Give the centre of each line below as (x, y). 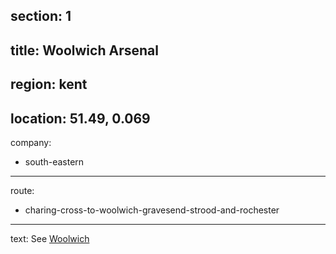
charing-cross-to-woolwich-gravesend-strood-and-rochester (152, 210)
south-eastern (54, 161)
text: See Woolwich (50, 238)
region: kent (49, 84)
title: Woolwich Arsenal (84, 50)
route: (22, 190)
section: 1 (41, 16)
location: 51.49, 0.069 (80, 118)
